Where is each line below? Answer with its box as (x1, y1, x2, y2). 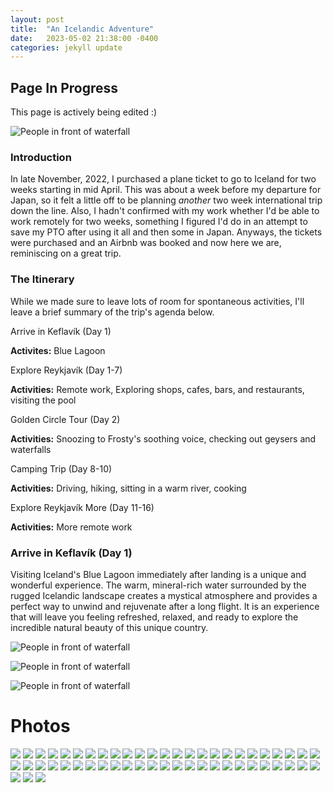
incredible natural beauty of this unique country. (10, 621, 209, 633)
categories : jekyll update (10, 42, 123, 53)
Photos (10, 715, 71, 738)
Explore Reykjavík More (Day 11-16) (10, 501, 155, 513)
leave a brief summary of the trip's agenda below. (10, 306, 215, 318)
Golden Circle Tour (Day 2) (10, 413, 121, 425)
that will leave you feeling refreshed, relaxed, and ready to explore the (10, 611, 299, 623)
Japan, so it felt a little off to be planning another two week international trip (10, 194, 323, 206)
